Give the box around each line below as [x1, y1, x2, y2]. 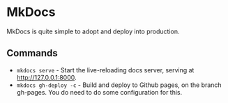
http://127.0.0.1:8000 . [16, 73, 77, 81]
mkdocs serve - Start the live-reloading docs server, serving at [16, 65, 195, 74]
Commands [6, 47, 59, 59]
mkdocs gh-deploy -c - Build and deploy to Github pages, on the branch [16, 81, 222, 89]
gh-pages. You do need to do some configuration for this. [16, 88, 183, 96]
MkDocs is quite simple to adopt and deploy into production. [6, 27, 180, 35]
